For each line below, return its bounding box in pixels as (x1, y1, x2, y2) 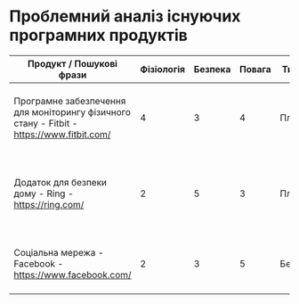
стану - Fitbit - (13, 117, 78, 129)
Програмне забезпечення (13, 94, 126, 107)
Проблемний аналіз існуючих (9, 6, 241, 27)
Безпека (193, 62, 231, 75)
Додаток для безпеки (13, 176, 108, 188)
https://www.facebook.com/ (13, 268, 132, 281)
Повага (238, 62, 271, 75)
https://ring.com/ (13, 198, 85, 210)
